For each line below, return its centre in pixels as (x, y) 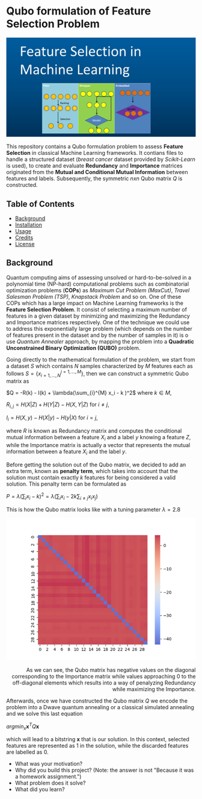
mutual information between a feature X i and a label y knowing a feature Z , (99, 438)
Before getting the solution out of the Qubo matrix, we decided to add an (96, 465)
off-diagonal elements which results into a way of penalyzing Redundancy (104, 683)
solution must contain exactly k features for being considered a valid (91, 477)
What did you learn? (40, 789)
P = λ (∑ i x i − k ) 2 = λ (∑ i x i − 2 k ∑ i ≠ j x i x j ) (52, 497)
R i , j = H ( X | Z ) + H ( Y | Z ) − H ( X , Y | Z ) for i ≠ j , (58, 405)
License (25, 244)
